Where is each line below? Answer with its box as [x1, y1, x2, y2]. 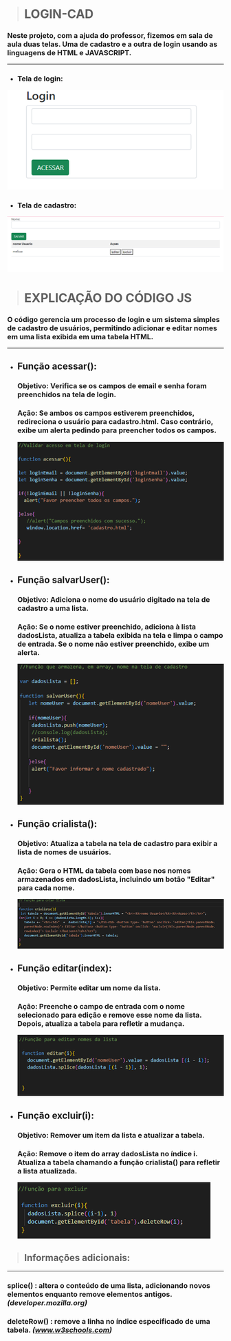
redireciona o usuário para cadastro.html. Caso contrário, [16, 417, 213, 427]
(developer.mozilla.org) [7, 1298, 88, 1307]
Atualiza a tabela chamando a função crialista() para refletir [16, 1158, 220, 1167]
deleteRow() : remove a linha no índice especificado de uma [7, 1316, 211, 1326]
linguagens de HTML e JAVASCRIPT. [7, 48, 132, 58]
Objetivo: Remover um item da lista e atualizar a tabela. [16, 1130, 205, 1140]
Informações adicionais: [23, 1252, 131, 1264]
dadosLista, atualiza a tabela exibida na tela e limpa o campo [16, 630, 223, 640]
